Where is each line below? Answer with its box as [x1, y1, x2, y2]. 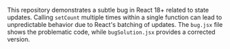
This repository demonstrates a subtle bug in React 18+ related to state [7, 6, 209, 14]
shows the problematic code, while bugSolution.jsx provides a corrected [7, 28, 215, 36]
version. [7, 35, 30, 43]
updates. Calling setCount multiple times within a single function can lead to [7, 13, 222, 21]
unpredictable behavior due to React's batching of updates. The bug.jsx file [7, 21, 223, 28]
